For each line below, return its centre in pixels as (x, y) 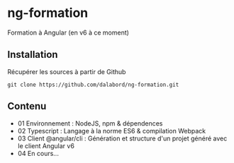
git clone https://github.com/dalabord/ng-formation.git (93, 85)
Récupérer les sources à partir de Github (67, 71)
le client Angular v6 (46, 145)
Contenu (27, 106)
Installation (33, 55)
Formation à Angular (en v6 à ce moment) (68, 32)
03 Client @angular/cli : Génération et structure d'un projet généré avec (122, 138)
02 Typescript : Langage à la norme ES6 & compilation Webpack (112, 131)
